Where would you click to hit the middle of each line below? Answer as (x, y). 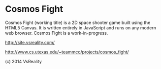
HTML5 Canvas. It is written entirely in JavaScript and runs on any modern (81, 27)
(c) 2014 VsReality (23, 61)
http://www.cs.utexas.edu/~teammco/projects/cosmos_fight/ (67, 52)
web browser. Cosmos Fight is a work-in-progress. (57, 33)
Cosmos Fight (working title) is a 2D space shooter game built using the (78, 23)
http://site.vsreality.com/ (30, 42)
